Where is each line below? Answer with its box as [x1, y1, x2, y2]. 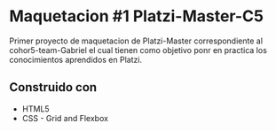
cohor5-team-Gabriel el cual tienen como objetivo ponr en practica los [9, 44, 268, 55]
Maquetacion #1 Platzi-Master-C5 [9, 6, 264, 27]
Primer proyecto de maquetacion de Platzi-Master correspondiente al [9, 35, 264, 46]
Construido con [9, 80, 98, 95]
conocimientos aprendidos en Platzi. [9, 54, 143, 65]
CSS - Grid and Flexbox [21, 112, 109, 123]
